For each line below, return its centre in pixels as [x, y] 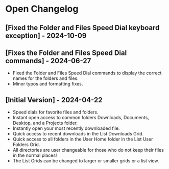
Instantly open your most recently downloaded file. [66, 128]
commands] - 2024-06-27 [48, 61]
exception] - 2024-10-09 [46, 35]
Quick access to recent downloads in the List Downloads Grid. [78, 134]
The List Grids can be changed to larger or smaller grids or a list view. [86, 161]
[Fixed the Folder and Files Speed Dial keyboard [82, 28]
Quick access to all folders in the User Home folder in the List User [83, 139]
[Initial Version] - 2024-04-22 [54, 100]
